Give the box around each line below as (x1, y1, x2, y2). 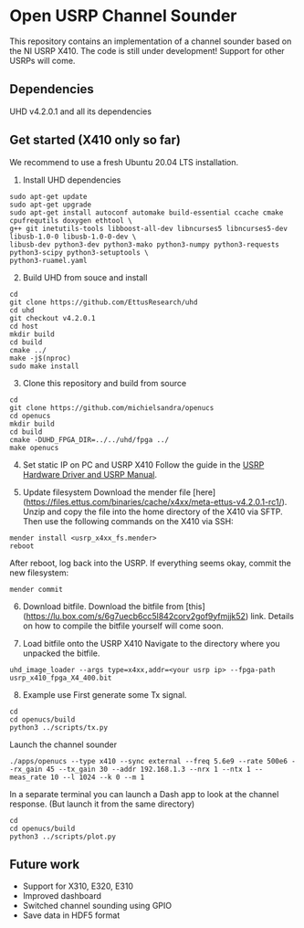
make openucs (9, 443, 59, 452)
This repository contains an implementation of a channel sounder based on (9, 36, 292, 47)
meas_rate (9, 773, 47, 782)
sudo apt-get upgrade (9, 200, 92, 209)
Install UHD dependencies (22, 174, 121, 185)
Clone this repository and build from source (22, 377, 187, 388)
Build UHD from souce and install (22, 271, 148, 283)
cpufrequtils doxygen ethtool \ (9, 216, 132, 225)
